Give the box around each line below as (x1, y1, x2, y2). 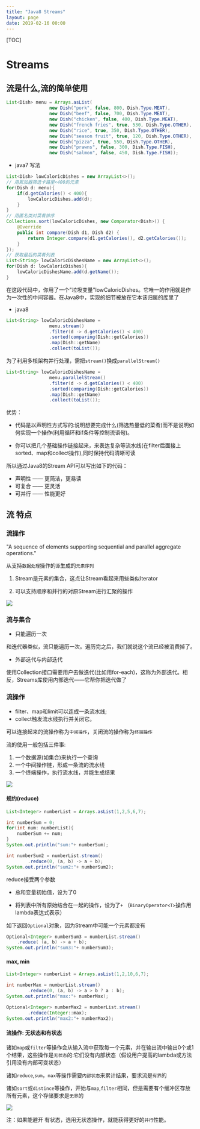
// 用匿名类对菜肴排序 (6, 213, 55, 219)
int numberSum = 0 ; (6, 819, 55, 826)
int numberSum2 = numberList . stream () (6, 852, 103, 859)
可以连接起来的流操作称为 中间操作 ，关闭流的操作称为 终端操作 (6, 728, 153, 735)
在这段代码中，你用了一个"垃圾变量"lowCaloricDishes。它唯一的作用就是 (6, 286, 186, 293)
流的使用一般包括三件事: (6, 741, 66, 748)
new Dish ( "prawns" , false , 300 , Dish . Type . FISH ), (49, 144, 176, 151)
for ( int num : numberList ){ (6, 825, 74, 831)
